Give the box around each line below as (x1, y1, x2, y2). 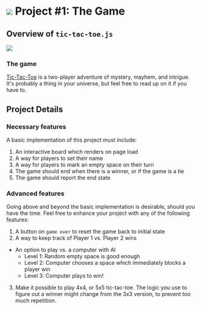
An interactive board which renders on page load (15, 148, 138, 155)
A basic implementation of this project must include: (6, 136, 137, 143)
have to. (6, 87, 27, 94)
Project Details (6, 104, 63, 114)
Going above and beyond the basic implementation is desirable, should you (6, 203, 195, 211)
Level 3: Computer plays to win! (24, 272, 104, 279)
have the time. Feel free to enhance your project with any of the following (6, 209, 190, 217)
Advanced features (6, 189, 65, 198)
